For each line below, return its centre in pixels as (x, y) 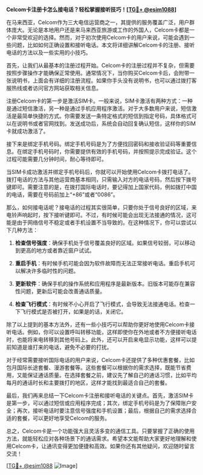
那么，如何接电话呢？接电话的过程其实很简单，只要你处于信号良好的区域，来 (101, 207)
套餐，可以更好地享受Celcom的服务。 (63, 418)
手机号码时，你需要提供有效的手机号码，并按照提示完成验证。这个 (114, 151)
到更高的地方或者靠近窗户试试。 (55, 250)
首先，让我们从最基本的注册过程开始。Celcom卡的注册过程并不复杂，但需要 (101, 65)
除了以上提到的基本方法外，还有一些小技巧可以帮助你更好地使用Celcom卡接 (101, 325)
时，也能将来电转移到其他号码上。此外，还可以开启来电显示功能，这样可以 (99, 340)
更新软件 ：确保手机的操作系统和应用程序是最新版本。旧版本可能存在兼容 (105, 284)
